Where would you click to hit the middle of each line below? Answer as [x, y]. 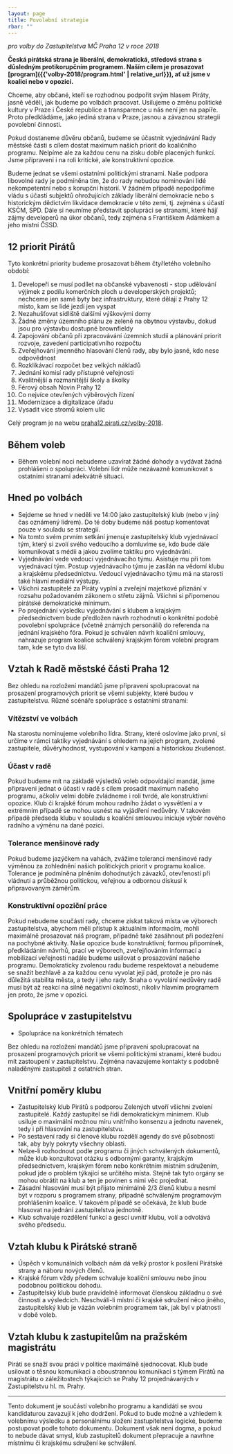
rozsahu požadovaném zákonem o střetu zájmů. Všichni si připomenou [119, 595]
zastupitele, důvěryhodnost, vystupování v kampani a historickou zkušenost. [117, 748]
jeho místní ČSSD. [34, 225]
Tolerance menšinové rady [54, 843]
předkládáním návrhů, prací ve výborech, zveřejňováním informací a [105, 950]
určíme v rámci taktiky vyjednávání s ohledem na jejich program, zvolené [112, 741]
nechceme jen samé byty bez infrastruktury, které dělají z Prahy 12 [113, 299]
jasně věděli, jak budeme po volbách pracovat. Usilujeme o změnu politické [115, 103]
